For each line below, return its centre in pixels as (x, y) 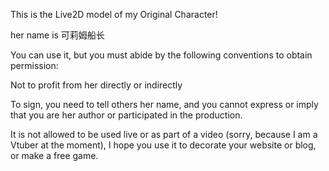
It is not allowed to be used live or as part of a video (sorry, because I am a (164, 134)
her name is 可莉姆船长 (57, 35)
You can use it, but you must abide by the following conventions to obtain (161, 55)
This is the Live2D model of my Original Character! (114, 14)
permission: (34, 65)
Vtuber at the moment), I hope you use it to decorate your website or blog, (163, 145)
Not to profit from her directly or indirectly (96, 85)
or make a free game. (54, 155)
